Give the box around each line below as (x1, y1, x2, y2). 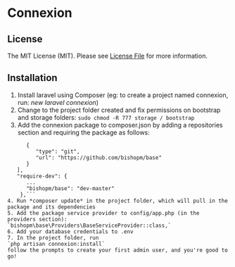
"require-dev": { (16, 173, 68, 180)
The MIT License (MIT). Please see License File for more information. (7, 51, 208, 60)
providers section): (7, 216, 68, 223)
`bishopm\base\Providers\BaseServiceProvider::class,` (7, 222, 172, 229)
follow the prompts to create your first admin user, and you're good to (7, 247, 229, 254)
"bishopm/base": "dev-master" (25, 185, 115, 192)
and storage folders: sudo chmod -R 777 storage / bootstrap (17, 113, 195, 121)
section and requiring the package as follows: (17, 128, 150, 137)
